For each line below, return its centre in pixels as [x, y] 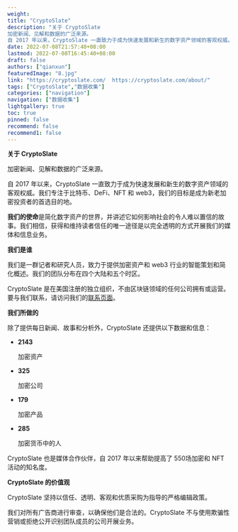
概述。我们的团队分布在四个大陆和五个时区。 [78, 273]
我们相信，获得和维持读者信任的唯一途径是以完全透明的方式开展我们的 [122, 226]
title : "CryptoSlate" [39, 21]
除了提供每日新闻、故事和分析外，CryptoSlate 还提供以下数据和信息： [109, 328]
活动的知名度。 [29, 467]
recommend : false [33, 126]
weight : [19, 14]
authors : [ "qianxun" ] [39, 67]
